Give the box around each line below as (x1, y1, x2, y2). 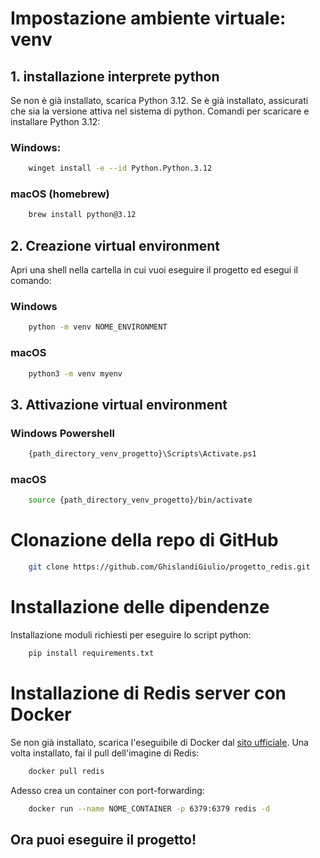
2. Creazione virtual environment (10, 237, 221, 254)
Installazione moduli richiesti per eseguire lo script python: (10, 628, 252, 641)
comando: (10, 275, 52, 287)
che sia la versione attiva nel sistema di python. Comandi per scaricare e (10, 105, 310, 117)
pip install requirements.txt (28, 648, 155, 658)
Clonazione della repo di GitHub (10, 529, 279, 552)
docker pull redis (28, 766, 105, 776)
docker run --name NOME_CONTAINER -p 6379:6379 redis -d (28, 803, 271, 814)
